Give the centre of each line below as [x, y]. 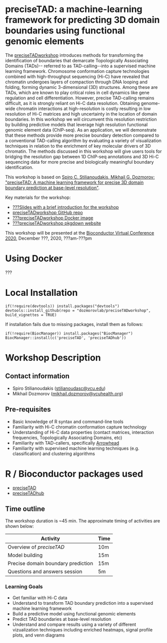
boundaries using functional [65, 31]
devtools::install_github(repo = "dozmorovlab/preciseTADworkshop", [78, 310]
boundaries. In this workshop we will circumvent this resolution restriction [81, 119]
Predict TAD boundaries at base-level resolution [62, 619]
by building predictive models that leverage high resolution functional [76, 125]
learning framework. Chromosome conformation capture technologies [77, 71]
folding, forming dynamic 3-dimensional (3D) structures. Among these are [81, 87]
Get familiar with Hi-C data [40, 598]
